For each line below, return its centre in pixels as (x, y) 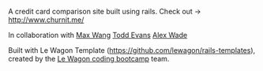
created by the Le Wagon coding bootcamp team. (89, 59)
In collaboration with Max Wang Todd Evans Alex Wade (98, 35)
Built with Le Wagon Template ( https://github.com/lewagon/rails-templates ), (132, 50)
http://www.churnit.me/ (46, 20)
